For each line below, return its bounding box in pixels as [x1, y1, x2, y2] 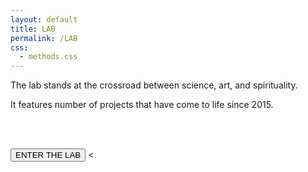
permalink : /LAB [10, 33, 78, 43]
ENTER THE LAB [15, 150, 82, 161]
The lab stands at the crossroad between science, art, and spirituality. [10, 79, 298, 91]
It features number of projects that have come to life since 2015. [10, 99, 274, 111]
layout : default [10, 14, 78, 25]
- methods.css [19, 52, 78, 62]
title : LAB [10, 24, 56, 34]
